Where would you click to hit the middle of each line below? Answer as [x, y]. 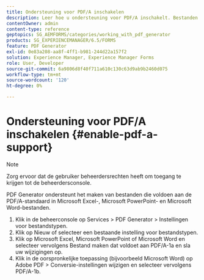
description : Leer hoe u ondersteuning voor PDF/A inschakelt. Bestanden [102, 18]
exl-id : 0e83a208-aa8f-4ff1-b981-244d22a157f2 [67, 52]
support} [30, 148]
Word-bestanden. [28, 207]
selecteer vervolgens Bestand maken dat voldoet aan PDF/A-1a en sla [103, 245]
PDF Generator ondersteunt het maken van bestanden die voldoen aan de [99, 194]
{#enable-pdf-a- [115, 134]
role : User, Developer [35, 63]
